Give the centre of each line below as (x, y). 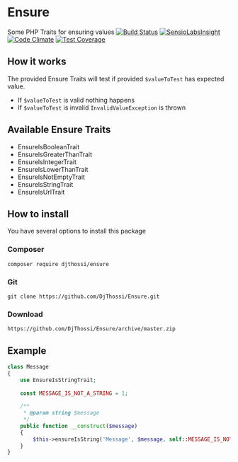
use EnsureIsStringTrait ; (58, 380)
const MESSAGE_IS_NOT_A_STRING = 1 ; (74, 393)
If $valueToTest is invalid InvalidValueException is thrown (102, 108)
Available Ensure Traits (59, 130)
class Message (28, 367)
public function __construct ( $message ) (79, 426)
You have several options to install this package (77, 231)
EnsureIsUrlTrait (41, 192)
